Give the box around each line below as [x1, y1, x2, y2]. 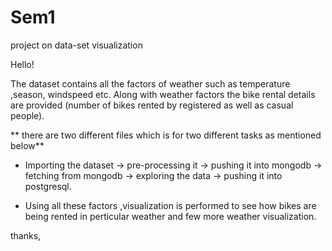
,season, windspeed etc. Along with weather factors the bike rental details [10, 88, 316, 100]
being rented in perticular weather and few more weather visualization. [24, 210, 317, 222]
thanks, [10, 229, 42, 241]
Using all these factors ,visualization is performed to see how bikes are [24, 199, 317, 211]
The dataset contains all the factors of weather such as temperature [10, 77, 291, 90]
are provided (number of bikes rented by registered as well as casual [10, 99, 294, 111]
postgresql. [24, 180, 72, 192]
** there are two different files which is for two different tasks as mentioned [10, 129, 322, 141]
